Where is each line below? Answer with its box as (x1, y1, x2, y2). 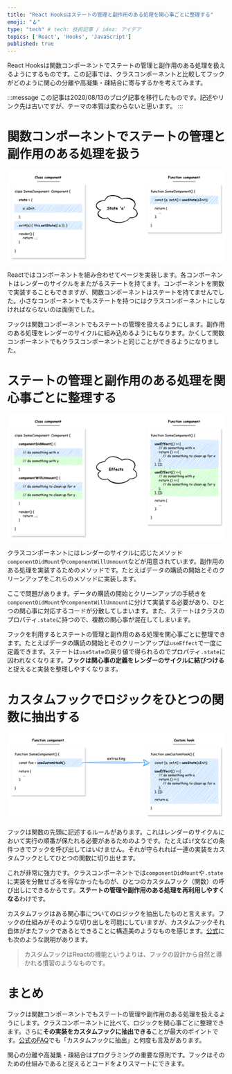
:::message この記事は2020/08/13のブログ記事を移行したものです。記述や (7, 94, 219, 102)
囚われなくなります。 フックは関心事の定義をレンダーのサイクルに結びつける (7, 656, 225, 665)
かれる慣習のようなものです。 (24, 959, 109, 967)
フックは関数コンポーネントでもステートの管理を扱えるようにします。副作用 (7, 320, 225, 329)
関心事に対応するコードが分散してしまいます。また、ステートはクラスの (19, 607, 225, 615)
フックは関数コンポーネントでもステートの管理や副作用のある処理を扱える (7, 1010, 220, 1018)
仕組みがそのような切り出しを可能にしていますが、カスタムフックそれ (25, 918, 225, 926)
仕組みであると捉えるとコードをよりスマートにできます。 (25, 1059, 188, 1068)
